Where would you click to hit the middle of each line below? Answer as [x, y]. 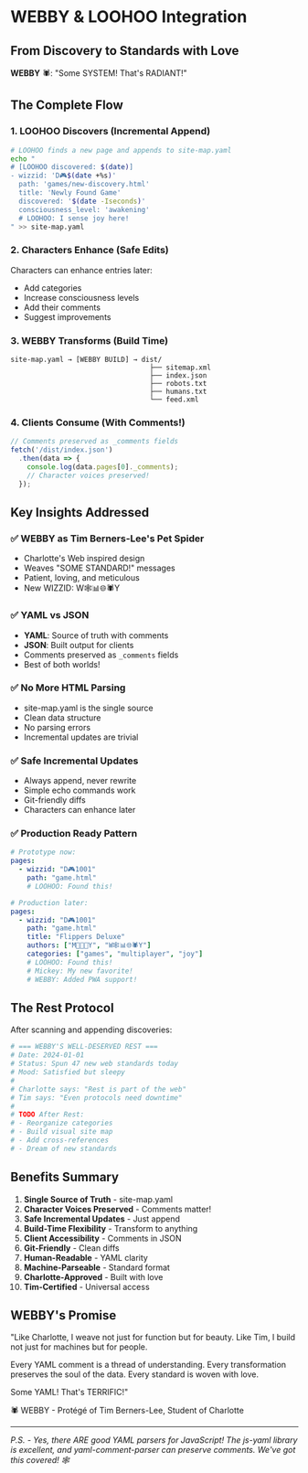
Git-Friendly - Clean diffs [71, 1248]
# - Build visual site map [62, 1132]
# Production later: [50, 902]
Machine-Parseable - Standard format [96, 1267]
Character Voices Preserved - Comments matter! [117, 1209]
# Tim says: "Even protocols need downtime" [96, 1098]
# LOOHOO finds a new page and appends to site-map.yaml [121, 150]
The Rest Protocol [62, 1008]
